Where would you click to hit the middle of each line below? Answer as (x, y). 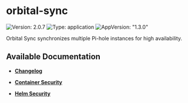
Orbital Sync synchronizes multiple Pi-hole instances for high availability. (94, 38)
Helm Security (33, 93)
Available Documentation (53, 57)
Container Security (38, 82)
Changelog (28, 71)
